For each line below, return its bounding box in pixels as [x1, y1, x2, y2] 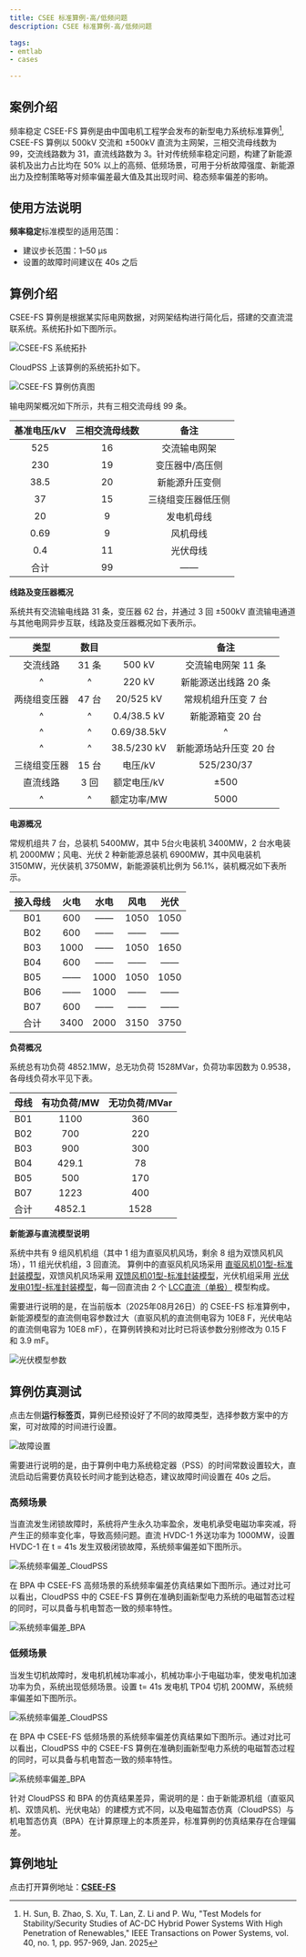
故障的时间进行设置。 [40, 1422, 121, 1432]
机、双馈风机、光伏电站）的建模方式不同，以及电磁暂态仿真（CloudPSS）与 [9, 1804, 294, 1815]
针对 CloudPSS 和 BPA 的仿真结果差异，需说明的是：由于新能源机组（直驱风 [9, 1792, 295, 1803]
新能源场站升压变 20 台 [176, 742, 276, 755]
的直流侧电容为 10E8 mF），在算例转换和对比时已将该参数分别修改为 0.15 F [9, 1324, 287, 1335]
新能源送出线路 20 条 [180, 676, 271, 688]
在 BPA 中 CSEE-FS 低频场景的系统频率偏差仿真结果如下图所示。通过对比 [9, 1731, 284, 1742]
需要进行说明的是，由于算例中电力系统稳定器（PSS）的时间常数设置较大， [9, 1460, 289, 1471]
